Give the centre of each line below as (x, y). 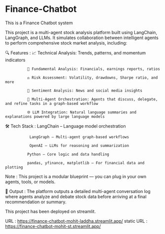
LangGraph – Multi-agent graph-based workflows (79, 137)
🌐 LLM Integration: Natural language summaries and (82, 112)
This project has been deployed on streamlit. (51, 211)
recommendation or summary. (36, 202)
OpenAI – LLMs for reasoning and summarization (79, 145)
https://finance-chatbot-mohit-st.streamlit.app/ (53, 226)
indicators (15, 60)
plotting (14, 167)
